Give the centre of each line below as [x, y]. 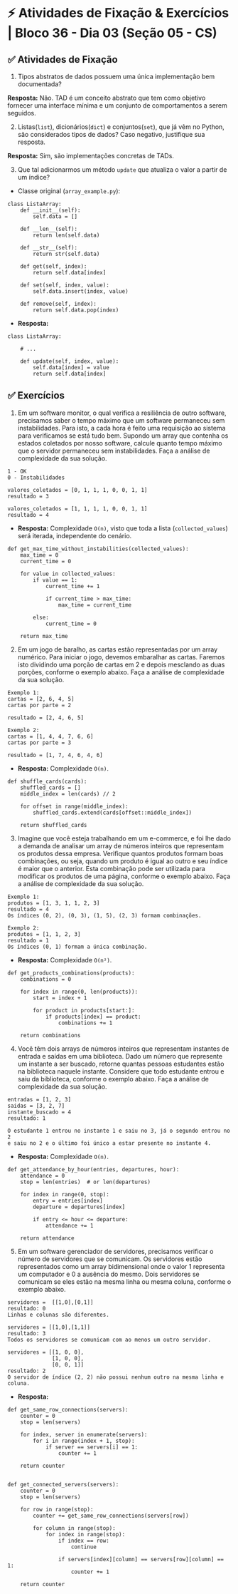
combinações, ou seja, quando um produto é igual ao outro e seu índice [123, 861]
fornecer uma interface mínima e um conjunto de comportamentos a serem [117, 106]
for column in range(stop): [74, 1528]
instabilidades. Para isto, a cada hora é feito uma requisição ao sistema [121, 428]
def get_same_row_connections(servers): [68, 1409]
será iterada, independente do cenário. [75, 535]
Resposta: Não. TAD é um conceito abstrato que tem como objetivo [107, 98]
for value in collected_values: [68, 574]
